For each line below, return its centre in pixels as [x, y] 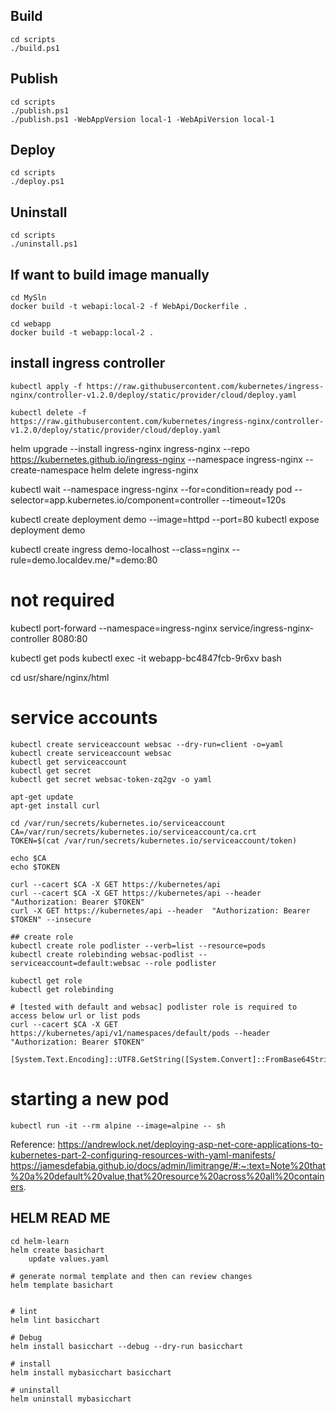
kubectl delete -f [48, 412]
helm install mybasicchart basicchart [91, 1372]
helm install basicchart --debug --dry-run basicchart [127, 1346]
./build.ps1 [35, 48]
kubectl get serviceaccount [69, 762]
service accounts [84, 718]
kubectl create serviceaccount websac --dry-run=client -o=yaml [147, 744]
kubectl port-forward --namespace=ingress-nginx [114, 628]
